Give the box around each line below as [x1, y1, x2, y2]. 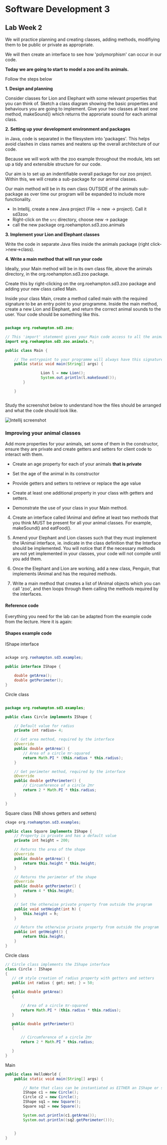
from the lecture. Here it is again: [5, 619, 73, 625]
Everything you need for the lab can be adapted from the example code [5, 614, 152, 620]
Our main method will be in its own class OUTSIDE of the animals [5, 186, 138, 192]
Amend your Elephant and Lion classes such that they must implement [12, 535, 157, 541]
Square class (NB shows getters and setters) [5, 810, 97, 816]
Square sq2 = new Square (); [23, 1104, 81, 1109]
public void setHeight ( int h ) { [14, 907, 81, 912]
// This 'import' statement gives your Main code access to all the [5, 334, 150, 339]
